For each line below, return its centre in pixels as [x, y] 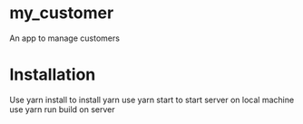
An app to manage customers [65, 38]
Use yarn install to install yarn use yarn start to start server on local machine [152, 100]
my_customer [62, 13]
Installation [53, 75]
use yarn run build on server [62, 109]
